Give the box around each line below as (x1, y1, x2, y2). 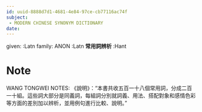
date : (6, 25, 20, 32)
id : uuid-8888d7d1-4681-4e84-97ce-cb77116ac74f (6, 8, 128, 15)
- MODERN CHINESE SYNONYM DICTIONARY (8, 20, 103, 26)
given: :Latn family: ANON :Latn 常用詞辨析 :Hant (6, 43, 127, 50)
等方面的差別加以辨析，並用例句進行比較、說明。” (6, 99, 127, 107)
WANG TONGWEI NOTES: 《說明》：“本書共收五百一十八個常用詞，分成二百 (6, 84, 192, 92)
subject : (6, 14, 28, 20)
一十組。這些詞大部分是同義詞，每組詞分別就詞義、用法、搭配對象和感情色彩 (6, 92, 196, 99)
